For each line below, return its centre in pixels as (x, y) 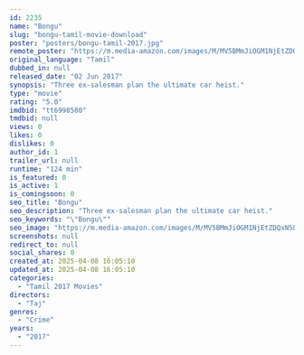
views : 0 (26, 127)
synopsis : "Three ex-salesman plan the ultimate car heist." (127, 85)
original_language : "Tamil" (62, 60)
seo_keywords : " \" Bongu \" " (60, 219)
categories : (32, 278)
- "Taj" (32, 304)
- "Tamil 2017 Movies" (60, 286)
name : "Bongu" (36, 26)
